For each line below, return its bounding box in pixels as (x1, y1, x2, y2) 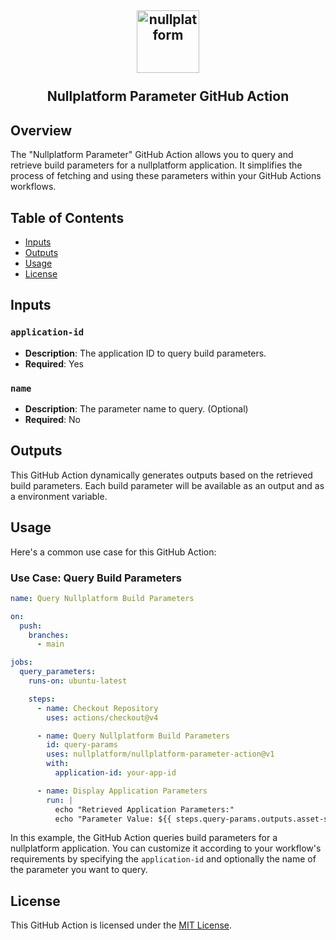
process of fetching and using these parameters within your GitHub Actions (10, 170, 322, 182)
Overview (10, 122, 73, 139)
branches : (28, 630, 70, 640)
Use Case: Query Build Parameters (10, 571, 182, 585)
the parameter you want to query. (10, 864, 148, 876)
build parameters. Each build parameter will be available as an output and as (10, 479, 325, 491)
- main (36, 639, 65, 650)
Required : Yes (24, 357, 84, 370)
